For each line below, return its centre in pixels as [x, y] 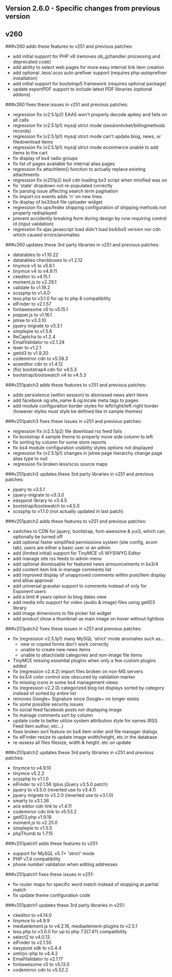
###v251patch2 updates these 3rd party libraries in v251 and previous [80, 753]
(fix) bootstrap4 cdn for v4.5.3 [45, 369]
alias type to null [30, 459]
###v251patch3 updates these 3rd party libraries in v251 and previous [80, 474]
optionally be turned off [38, 537]
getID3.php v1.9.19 [32, 817]
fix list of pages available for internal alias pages [64, 164]
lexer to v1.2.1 [27, 348]
